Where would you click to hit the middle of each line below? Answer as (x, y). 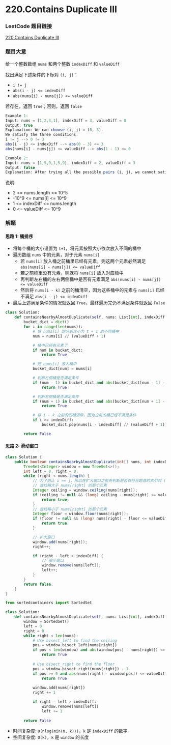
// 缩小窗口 (53, 561)
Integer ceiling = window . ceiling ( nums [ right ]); (85, 490)
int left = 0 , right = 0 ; (51, 471)
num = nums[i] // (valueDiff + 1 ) (69, 336)
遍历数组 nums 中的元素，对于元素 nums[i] (56, 255)
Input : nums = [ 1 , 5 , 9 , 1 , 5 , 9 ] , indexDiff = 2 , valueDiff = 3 (70, 163)
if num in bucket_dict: (58, 350)
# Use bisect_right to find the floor (74, 664)
